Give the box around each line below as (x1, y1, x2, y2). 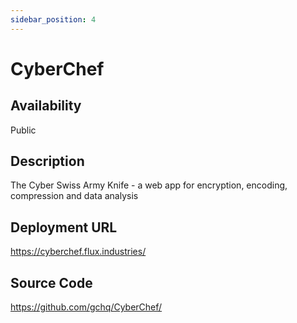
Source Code (10, 274, 93, 291)
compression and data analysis (10, 190, 139, 202)
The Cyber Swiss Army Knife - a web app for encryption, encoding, (10, 179, 288, 191)
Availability (10, 97, 82, 115)
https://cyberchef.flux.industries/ (10, 246, 147, 258)
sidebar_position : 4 (10, 14, 97, 25)
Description (10, 153, 85, 170)
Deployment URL (10, 219, 118, 236)
